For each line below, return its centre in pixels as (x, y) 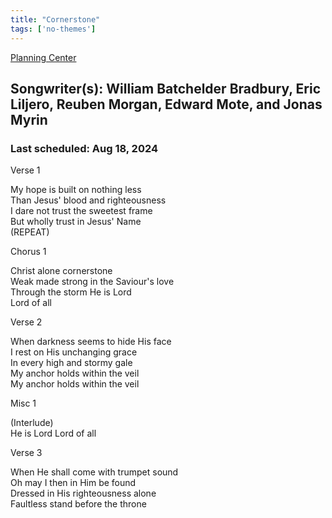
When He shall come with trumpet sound (94, 472)
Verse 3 (26, 453)
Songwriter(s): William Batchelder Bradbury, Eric (166, 88)
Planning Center (43, 57)
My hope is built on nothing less (76, 190)
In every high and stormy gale (71, 363)
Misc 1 (23, 403)
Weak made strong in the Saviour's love (92, 282)
